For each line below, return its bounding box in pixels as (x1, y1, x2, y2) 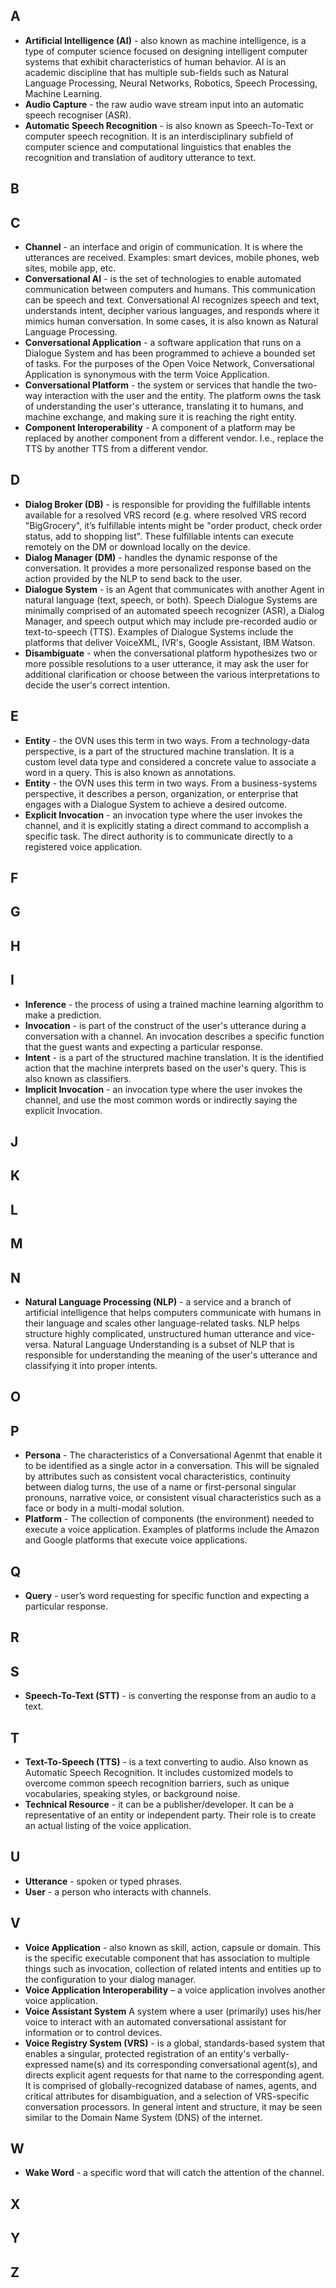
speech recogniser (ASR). (24, 109, 132, 121)
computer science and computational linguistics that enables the (24, 140, 292, 153)
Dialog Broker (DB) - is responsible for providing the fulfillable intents (24, 498, 311, 510)
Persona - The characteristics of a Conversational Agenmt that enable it (24, 1449, 323, 1461)
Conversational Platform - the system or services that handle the (24, 379, 296, 391)
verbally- (252, 2047, 290, 2059)
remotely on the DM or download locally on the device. (24, 540, 252, 553)
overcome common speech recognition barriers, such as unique (24, 1777, 290, 1789)
